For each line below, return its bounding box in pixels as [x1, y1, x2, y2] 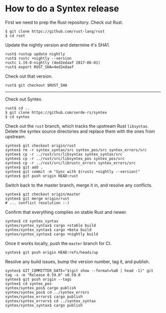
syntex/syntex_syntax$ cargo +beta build [5, 227, 92, 232]
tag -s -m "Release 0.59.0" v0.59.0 [5, 272, 81, 277]
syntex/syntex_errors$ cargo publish [5, 294, 83, 299]
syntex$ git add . [5, 164, 43, 170]
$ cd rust [5, 33, 26, 38]
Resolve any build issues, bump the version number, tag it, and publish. [5, 259, 150, 264]
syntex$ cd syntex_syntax [5, 218, 58, 223]
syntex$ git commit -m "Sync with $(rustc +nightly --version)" [5, 169, 140, 174]
